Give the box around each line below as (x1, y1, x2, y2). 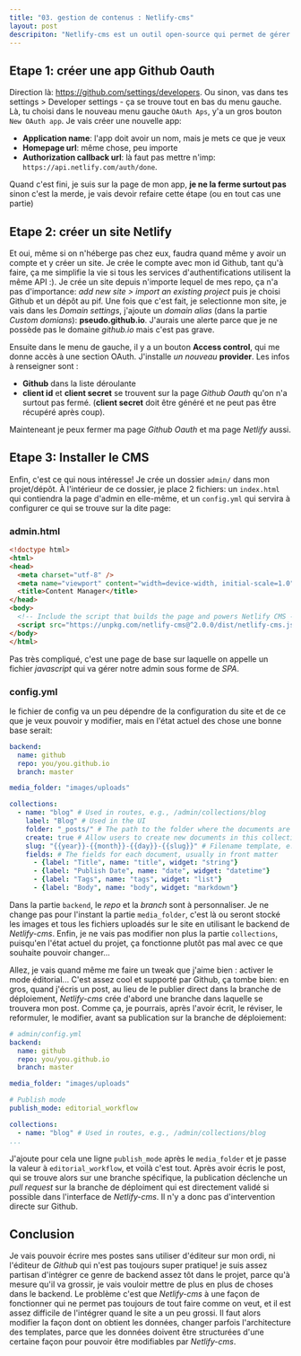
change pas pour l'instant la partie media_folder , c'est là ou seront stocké (9, 909, 280, 920)
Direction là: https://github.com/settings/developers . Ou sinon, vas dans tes (9, 87, 288, 98)
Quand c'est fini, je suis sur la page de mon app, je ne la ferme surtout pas (9, 179, 287, 189)
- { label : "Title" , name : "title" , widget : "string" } (32, 859, 239, 867)
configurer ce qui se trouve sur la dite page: (9, 502, 172, 513)
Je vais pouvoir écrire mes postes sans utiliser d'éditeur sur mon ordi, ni (9, 1250, 276, 1262)
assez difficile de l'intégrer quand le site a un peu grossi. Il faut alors (9, 1308, 262, 1318)
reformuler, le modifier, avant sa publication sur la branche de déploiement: (9, 1012, 287, 1023)
